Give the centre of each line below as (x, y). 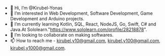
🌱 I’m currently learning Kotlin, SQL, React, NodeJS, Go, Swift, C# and (83, 24)
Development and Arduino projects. (47, 19)
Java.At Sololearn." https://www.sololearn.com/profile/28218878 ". (78, 30)
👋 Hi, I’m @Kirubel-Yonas (36, 8)
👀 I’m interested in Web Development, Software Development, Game (81, 13)
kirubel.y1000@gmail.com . (38, 48)
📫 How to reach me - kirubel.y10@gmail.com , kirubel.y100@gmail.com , (85, 40)
